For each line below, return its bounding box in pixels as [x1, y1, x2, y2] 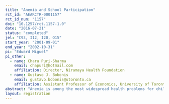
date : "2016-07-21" [5, 26, 46, 31]
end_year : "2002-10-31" [5, 44, 55, 49]
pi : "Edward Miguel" [5, 49, 49, 54]
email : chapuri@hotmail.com [14, 63, 73, 68]
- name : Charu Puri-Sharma [10, 58, 66, 63]
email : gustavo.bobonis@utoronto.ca [14, 77, 92, 82]
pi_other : [5, 53, 26, 59]
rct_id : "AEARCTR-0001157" [5, 12, 62, 17]
